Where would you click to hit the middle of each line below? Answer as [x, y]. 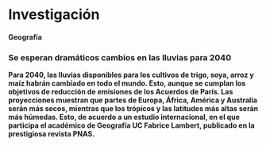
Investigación [54, 15]
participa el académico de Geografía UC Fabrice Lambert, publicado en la [132, 125]
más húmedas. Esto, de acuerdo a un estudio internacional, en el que [124, 117]
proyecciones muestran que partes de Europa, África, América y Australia [133, 100]
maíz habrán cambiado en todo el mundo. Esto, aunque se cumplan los [127, 83]
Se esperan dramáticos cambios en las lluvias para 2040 [120, 57]
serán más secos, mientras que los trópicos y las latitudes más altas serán [133, 109]
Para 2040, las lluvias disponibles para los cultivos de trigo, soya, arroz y [131, 75]
